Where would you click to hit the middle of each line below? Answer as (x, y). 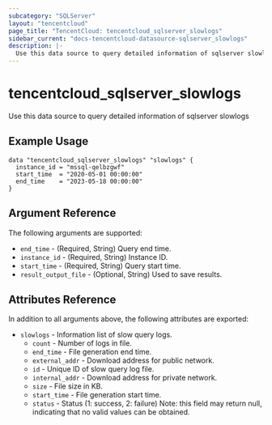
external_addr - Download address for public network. (123, 360)
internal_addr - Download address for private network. (125, 378)
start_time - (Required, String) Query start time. (100, 266)
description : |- (36, 46)
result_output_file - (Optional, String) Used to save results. (121, 274)
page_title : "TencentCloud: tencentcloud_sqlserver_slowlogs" (115, 31)
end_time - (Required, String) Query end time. (96, 249)
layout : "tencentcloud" (49, 23)
